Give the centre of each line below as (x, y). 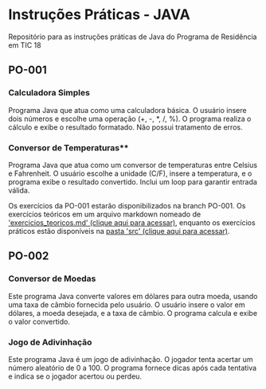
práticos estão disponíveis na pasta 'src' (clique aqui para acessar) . (119, 231)
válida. (19, 190)
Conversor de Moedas (52, 278)
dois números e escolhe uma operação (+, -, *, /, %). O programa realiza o (130, 119)
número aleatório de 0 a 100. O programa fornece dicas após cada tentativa (133, 368)
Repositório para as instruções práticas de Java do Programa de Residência (133, 37)
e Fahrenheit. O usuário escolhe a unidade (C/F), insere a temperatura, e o (130, 173)
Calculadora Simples (49, 93)
